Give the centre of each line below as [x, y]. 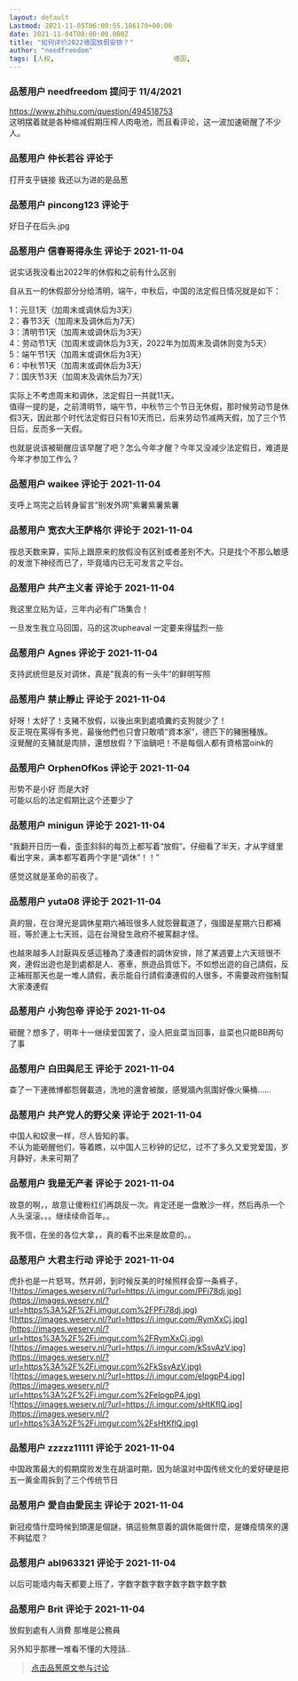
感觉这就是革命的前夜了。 [56, 876]
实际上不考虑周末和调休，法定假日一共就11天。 [94, 396]
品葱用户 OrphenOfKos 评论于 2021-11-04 [100, 768]
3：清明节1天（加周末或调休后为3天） [78, 332]
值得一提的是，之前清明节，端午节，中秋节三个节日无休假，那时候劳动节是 [145, 406]
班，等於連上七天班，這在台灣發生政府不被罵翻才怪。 [106, 934]
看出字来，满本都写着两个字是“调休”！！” [84, 857]
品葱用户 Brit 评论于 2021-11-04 [77, 1609]
